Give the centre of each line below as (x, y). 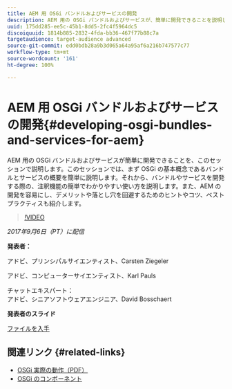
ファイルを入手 (28, 328)
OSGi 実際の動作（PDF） (52, 370)
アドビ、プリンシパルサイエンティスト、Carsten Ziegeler (88, 261)
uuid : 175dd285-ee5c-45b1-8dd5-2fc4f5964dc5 (72, 26)
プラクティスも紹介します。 (46, 203)
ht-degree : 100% (30, 65)
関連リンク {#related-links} (66, 352)
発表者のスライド (31, 314)
